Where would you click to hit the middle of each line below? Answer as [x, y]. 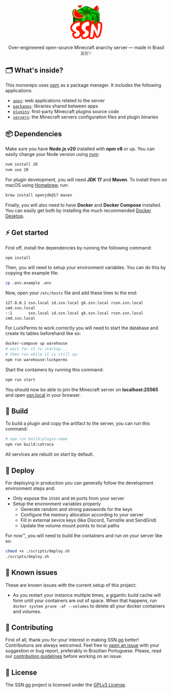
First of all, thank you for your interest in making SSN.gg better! [72, 640]
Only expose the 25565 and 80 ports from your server [69, 499]
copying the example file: [32, 273]
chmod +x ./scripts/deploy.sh [38, 551]
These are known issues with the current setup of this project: [71, 585]
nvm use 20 [17, 170]
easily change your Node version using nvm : [52, 154]
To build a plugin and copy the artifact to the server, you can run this [78, 423]
